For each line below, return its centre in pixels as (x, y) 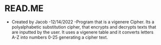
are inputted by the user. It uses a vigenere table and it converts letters (82, 32)
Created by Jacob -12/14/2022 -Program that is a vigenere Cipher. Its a (83, 22)
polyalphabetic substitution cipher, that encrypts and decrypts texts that (84, 27)
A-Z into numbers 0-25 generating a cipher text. (60, 37)
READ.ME (24, 8)
